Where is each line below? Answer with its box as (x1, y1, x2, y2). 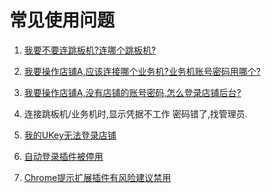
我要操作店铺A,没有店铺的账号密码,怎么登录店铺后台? (23, 86, 242, 98)
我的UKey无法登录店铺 (23, 129, 117, 141)
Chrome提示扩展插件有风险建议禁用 (23, 171, 172, 183)
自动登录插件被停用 (23, 150, 104, 162)
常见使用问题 (9, 9, 116, 32)
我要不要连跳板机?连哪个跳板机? (23, 44, 157, 56)
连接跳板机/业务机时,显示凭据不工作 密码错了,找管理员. (23, 107, 248, 120)
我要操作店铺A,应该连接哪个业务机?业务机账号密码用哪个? (23, 65, 261, 77)
